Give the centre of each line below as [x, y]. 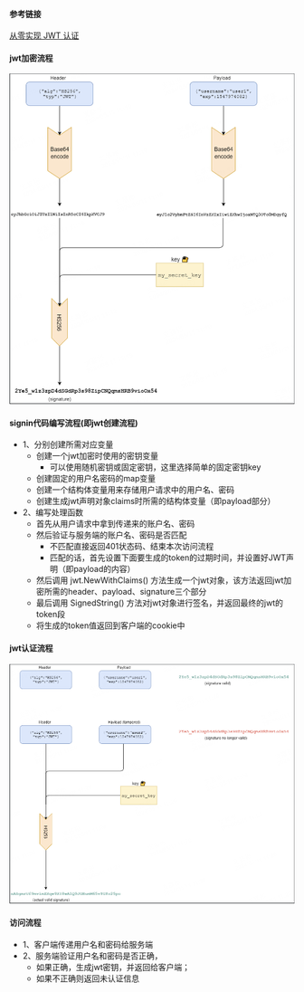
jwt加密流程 [31, 58]
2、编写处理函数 [53, 512]
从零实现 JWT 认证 [44, 35]
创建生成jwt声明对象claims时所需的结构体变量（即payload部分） [156, 501]
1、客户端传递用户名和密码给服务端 [88, 944]
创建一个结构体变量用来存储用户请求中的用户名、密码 [135, 490]
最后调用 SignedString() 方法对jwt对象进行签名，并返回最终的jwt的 [159, 603]
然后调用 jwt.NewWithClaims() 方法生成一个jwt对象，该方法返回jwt [160, 580]
